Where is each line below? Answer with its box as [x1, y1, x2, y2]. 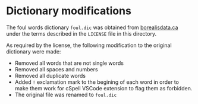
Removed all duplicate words [14, 72, 86, 79]
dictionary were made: [6, 48, 61, 55]
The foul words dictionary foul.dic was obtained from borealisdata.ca [6, 24, 178, 31]
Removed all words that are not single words [14, 59, 124, 67]
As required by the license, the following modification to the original [6, 42, 172, 49]
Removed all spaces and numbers [14, 65, 98, 73]
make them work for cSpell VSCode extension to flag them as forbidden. [14, 84, 193, 92]
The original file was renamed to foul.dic [14, 91, 117, 98]
